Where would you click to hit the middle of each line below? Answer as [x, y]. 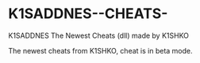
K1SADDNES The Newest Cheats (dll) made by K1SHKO [98, 35]
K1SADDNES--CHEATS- [88, 14]
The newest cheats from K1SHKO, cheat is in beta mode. [100, 50]
